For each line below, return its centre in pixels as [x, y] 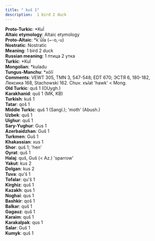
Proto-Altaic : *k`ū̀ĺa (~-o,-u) [35, 40]
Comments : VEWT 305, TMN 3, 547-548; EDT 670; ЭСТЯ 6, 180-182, [78, 77]
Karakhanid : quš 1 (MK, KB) [34, 93]
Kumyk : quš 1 [19, 233]
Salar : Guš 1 [18, 227]
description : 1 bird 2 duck [36, 15]
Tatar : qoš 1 [18, 104]
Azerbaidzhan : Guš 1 [27, 131]
